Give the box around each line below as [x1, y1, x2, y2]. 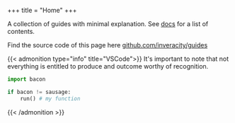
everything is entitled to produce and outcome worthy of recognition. [7, 62, 209, 70]
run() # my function [20, 95, 81, 102]
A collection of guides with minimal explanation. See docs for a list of [7, 20, 209, 28]
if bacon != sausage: [7, 88, 71, 95]
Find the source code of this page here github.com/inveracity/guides [7, 41, 208, 49]
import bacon [7, 76, 46, 83]
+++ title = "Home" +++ [7, 6, 77, 14]
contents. [7, 28, 35, 35]
